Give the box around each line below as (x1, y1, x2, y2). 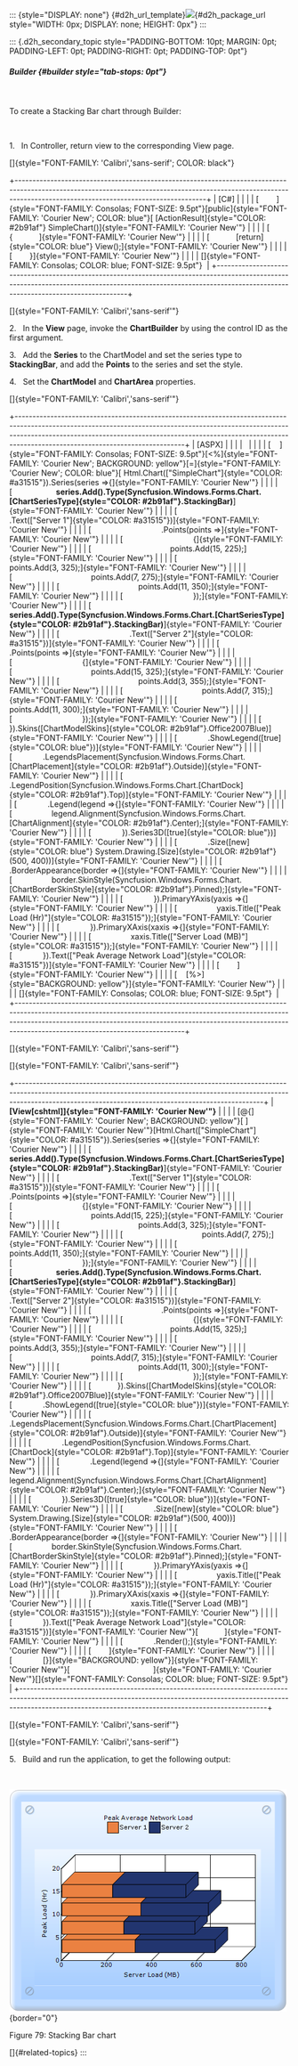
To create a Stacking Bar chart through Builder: (9, 105, 182, 116)
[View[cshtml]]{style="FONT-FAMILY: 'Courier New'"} (9, 1105, 217, 1117)
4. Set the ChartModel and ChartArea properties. (9, 376, 197, 386)
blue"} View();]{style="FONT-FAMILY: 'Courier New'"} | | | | (69, 240, 287, 251)
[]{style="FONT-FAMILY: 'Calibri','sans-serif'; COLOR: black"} (9, 157, 235, 168)
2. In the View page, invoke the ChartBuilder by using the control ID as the (9, 322, 288, 333)
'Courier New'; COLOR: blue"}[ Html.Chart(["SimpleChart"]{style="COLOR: (9, 468, 283, 478)
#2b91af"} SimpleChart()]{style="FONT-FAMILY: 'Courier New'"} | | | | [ (9, 222, 270, 232)
